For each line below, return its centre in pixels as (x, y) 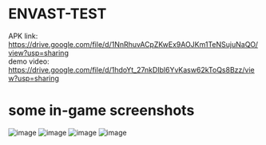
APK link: (23, 36)
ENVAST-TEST (58, 14)
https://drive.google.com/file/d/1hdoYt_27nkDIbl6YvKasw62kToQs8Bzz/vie (131, 69)
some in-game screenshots (101, 110)
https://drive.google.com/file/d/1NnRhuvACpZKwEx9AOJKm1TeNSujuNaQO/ (133, 44)
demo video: (29, 61)
